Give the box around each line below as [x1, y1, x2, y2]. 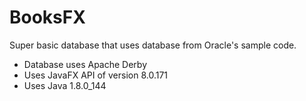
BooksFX [9, 6, 86, 29]
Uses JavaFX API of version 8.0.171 [23, 69, 169, 81]
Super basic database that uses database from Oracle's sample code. [9, 39, 297, 51]
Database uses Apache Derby [23, 58, 148, 70]
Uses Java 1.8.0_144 [23, 79, 107, 91]
